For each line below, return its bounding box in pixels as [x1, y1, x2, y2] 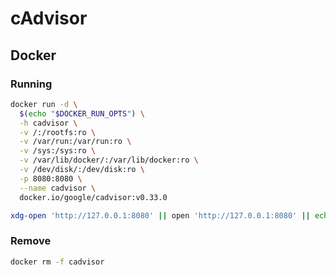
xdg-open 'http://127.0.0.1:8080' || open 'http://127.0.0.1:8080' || [10, 210, 311, 221]
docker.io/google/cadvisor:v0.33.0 [19, 192, 168, 202]
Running [10, 77, 53, 91]
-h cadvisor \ [19, 118, 78, 128]
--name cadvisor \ [19, 183, 97, 193]
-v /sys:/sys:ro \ [19, 146, 97, 156]
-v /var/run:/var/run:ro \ [19, 137, 132, 147]
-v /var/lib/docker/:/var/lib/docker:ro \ [19, 155, 199, 166]
